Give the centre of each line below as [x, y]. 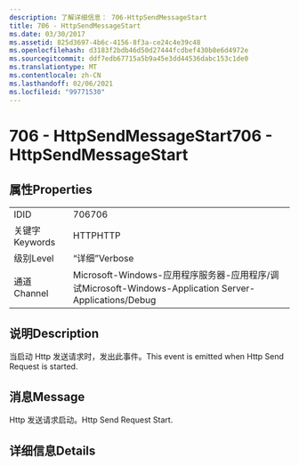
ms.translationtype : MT [53, 68]
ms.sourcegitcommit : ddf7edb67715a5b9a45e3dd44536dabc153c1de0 [129, 59]
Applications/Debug [114, 300]
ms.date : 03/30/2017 [48, 34]
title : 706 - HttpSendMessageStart [75, 26]
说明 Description [54, 333]
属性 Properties [51, 190]
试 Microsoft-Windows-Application [146, 288]
